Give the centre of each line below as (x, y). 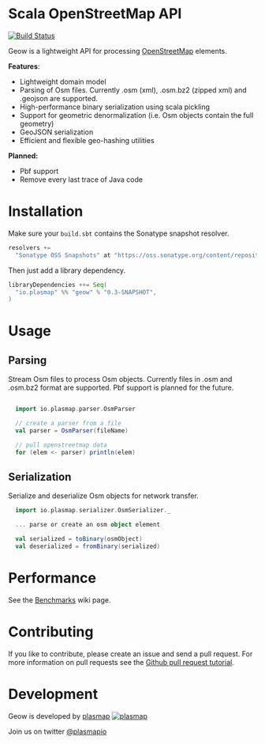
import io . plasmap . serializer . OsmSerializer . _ (93, 511)
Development (53, 694)
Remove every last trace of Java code (81, 179)
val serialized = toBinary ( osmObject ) (79, 539)
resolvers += (30, 247)
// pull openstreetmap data (62, 445)
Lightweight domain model (63, 81)
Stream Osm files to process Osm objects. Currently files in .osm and (120, 380)
